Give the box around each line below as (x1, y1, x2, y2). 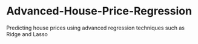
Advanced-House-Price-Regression (6, 4, 193, 18)
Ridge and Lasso (6, 30, 48, 37)
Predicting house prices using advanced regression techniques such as (6, 24, 185, 31)
